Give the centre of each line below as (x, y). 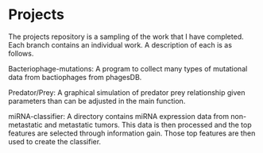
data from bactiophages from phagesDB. (75, 77)
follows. (21, 53)
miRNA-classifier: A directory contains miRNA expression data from (118, 116)
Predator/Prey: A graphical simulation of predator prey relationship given (127, 92)
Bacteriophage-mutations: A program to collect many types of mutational (128, 68)
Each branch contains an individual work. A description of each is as (120, 44)
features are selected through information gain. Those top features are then (132, 133)
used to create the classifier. (55, 141)
